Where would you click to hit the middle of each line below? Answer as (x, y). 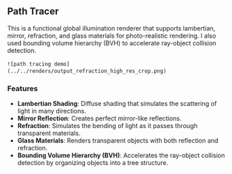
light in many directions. (52, 111)
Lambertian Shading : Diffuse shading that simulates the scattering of (117, 104)
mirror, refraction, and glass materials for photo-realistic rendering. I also (112, 35)
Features (23, 88)
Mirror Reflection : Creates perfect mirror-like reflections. (99, 118)
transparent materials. (49, 133)
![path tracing (29, 64)
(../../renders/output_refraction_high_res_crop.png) (87, 71)
